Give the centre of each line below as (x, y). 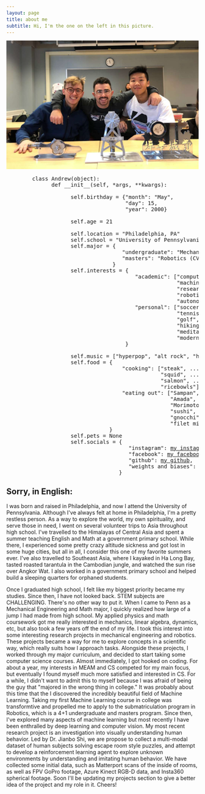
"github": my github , (161, 460)
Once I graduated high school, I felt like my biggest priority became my (95, 590)
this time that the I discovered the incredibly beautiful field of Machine (94, 694)
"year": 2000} (146, 209)
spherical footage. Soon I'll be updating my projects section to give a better (101, 778)
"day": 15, (141, 203)
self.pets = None (96, 436)
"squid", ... (180, 374)
